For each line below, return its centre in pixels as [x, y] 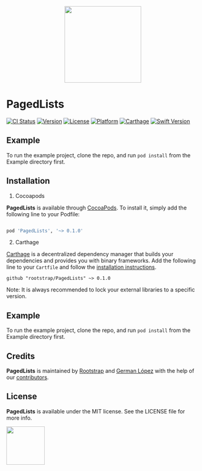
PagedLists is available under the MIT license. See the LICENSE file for [96, 411]
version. [17, 296]
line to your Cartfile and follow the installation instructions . [81, 267]
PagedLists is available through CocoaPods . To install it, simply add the [97, 208]
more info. [19, 418]
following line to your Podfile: [43, 214]
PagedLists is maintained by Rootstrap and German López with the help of [100, 371]
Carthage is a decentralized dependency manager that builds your [90, 254]
